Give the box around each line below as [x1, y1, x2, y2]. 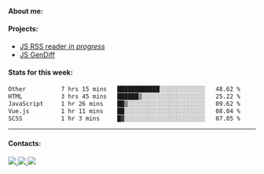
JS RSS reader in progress [19, 42, 105, 51]
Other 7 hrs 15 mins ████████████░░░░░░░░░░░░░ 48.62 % [8, 85, 241, 93]
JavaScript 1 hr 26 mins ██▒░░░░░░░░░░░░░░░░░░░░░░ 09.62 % [8, 100, 241, 107]
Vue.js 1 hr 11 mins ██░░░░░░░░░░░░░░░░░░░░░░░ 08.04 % [8, 107, 241, 115]
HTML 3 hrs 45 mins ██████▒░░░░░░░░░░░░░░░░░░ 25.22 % [8, 92, 241, 100]
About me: [8, 6, 43, 16]
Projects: [8, 24, 38, 34]
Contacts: [8, 138, 42, 148]
